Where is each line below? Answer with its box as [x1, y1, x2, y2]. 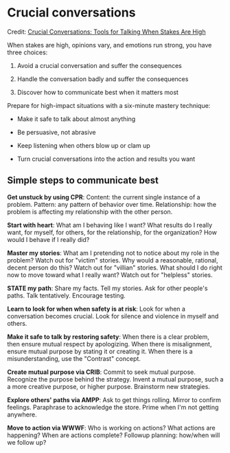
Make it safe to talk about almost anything [16, 115, 136, 123]
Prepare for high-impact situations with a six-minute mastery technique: [7, 101, 211, 109]
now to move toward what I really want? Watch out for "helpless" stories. [7, 270, 213, 279]
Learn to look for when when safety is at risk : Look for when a [7, 305, 185, 313]
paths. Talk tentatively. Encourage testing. [7, 291, 126, 300]
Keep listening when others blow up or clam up [16, 141, 151, 149]
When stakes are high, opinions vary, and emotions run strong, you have [7, 41, 212, 49]
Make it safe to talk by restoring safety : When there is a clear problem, [7, 332, 209, 341]
